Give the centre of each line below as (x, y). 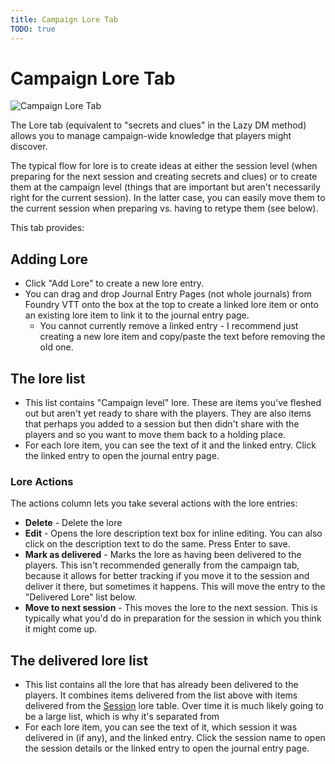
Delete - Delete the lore (73, 523)
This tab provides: (47, 228)
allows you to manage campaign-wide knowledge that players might (151, 136)
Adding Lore (49, 259)
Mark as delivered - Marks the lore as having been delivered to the (163, 555)
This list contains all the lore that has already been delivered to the (161, 685)
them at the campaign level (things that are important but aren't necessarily (165, 187)
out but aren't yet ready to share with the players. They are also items (168, 413)
